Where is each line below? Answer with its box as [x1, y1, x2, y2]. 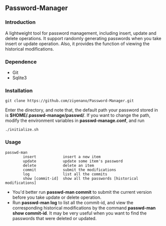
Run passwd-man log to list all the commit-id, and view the [12, 199, 134, 205]
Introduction [5, 19, 36, 26]
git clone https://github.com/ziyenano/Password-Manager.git [5, 99, 134, 104]
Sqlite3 [12, 74, 27, 81]
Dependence [5, 58, 37, 65]
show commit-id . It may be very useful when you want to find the [12, 210, 147, 216]
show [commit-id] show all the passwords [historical [23, 176, 139, 181]
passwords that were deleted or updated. [12, 215, 97, 221]
